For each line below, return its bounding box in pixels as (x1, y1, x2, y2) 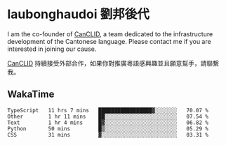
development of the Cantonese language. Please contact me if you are (7, 37, 212, 45)
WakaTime (7, 89, 55, 100)
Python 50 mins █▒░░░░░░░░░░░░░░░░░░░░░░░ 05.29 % (7, 125, 209, 132)
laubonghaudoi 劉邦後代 (7, 6, 149, 22)
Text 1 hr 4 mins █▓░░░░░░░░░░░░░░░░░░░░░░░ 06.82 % (7, 119, 209, 126)
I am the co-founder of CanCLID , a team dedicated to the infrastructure (7, 29, 213, 38)
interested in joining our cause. (7, 45, 97, 53)
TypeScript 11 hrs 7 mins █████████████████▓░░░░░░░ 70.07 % (7, 107, 209, 114)
